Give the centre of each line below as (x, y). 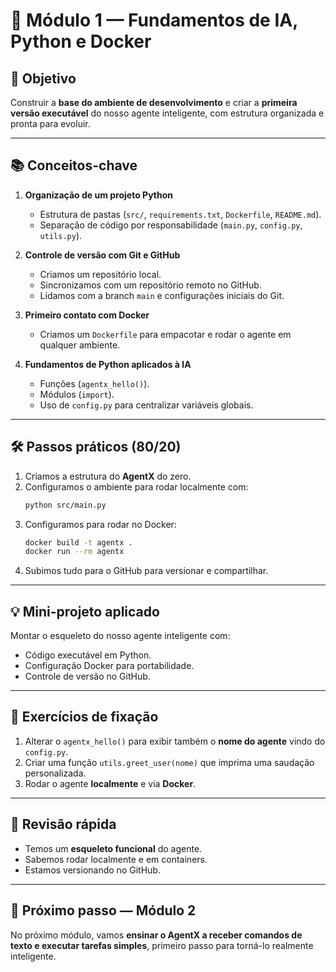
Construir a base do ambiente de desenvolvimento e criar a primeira (154, 102)
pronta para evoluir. (50, 123)
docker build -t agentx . (78, 542)
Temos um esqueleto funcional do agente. (113, 848)
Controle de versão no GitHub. (87, 676)
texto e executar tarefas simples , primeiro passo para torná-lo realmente (162, 945)
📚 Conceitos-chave (74, 165)
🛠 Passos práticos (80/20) (96, 447)
